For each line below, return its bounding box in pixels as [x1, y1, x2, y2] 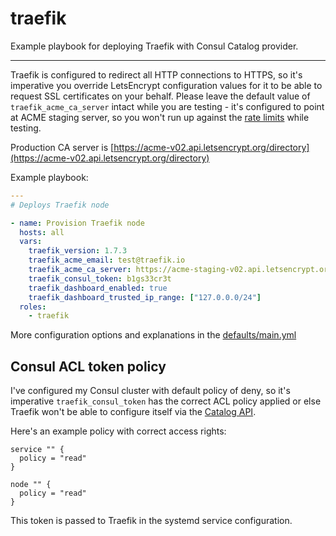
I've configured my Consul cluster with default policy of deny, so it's [10, 385, 291, 397]
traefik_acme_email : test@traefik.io [28, 255, 186, 266]
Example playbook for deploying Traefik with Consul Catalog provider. [10, 40, 299, 52]
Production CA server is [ [10, 141, 115, 153]
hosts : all [19, 227, 65, 237]
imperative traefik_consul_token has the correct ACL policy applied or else [10, 395, 322, 407]
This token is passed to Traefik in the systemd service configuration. [10, 515, 293, 527]
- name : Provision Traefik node [10, 218, 145, 228]
